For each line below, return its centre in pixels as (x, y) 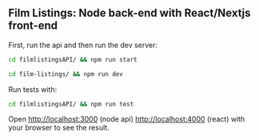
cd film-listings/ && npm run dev (66, 74)
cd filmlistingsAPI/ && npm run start (73, 59)
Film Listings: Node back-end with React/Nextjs (129, 13)
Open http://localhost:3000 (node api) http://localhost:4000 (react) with (127, 119)
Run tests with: (33, 89)
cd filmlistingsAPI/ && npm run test (71, 104)
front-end (33, 26)
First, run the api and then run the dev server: (83, 45)
